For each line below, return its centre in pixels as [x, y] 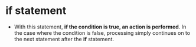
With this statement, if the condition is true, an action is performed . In [100, 27]
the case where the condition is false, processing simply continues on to [102, 32]
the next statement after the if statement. [64, 39]
